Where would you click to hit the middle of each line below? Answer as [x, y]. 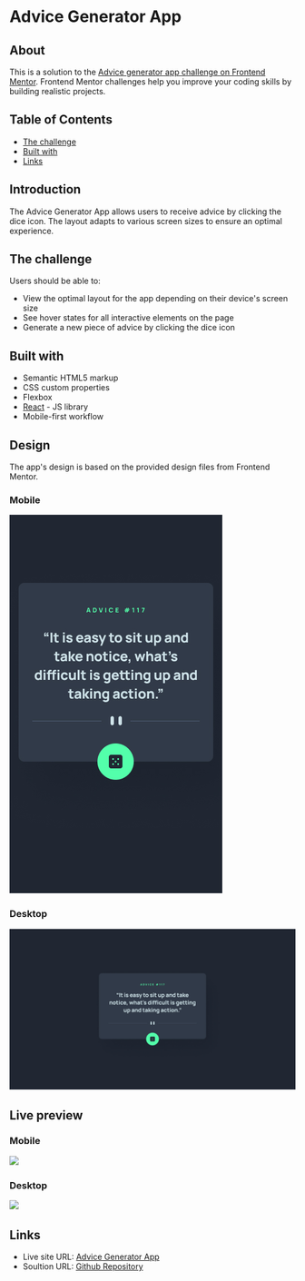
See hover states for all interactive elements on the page [128, 318]
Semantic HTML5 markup [70, 378]
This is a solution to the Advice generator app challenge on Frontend [138, 72]
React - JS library [55, 407]
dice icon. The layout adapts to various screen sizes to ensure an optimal [146, 221]
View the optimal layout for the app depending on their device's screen [155, 299]
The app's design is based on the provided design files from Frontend [140, 467]
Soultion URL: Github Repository [83, 1266]
